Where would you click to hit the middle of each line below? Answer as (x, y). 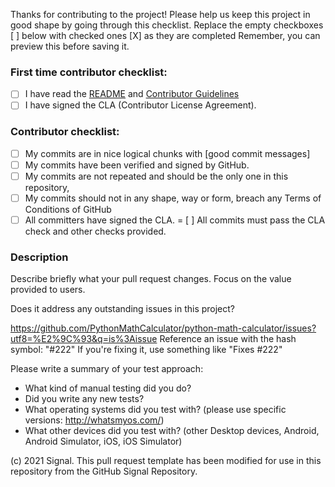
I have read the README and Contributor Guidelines (132, 94)
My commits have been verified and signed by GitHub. (137, 165)
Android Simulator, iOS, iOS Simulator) (103, 441)
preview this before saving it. (70, 46)
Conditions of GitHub (68, 209)
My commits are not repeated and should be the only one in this (156, 176)
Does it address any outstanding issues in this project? (123, 309)
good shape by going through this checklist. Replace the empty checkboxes (167, 25)
